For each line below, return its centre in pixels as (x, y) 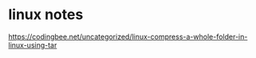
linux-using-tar (33, 44)
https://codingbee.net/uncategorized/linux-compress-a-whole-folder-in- (128, 37)
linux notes (46, 15)
